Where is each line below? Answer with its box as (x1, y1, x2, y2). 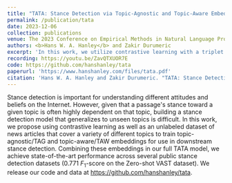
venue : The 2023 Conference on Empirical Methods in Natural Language (7, 36, 215, 43)
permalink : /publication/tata (7, 17, 95, 23)
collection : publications (7, 29, 81, 37)
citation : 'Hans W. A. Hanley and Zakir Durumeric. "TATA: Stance (7, 74, 202, 81)
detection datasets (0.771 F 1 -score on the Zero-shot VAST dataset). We (7, 160, 210, 169)
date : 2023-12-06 (7, 23, 57, 30)
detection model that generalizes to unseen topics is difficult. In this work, (7, 115, 217, 124)
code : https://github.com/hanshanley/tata (7, 61, 131, 68)
